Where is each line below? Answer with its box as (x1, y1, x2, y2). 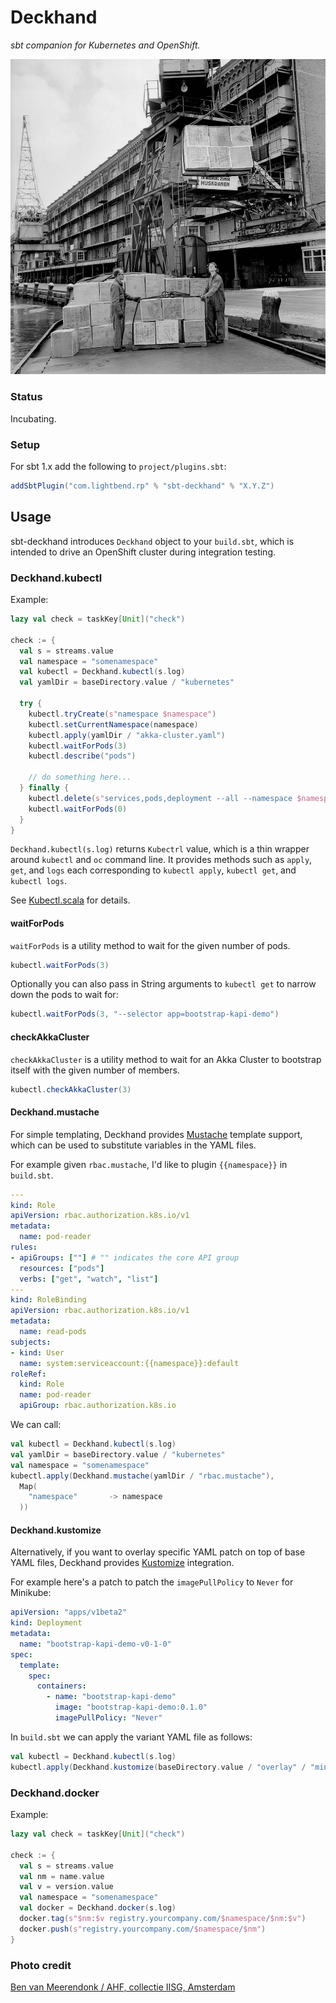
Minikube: (10, 1587, 52, 1599)
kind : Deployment (10, 1618, 83, 1628)
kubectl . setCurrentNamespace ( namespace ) (28, 719, 199, 730)
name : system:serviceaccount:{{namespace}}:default (19, 1358, 240, 1368)
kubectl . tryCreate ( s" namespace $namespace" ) (28, 709, 217, 719)
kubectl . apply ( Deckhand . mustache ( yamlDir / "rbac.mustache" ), (10, 1471, 275, 1481)
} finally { (19, 783, 70, 793)
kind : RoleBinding (10, 1295, 87, 1305)
